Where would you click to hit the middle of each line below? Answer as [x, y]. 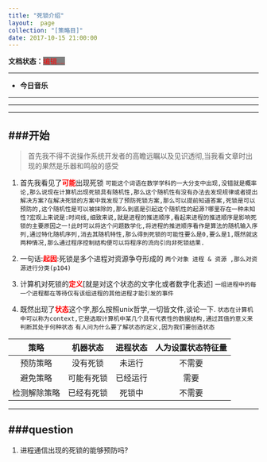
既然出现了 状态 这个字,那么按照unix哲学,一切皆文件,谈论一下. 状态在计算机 [136, 310]
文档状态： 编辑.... [37, 61]
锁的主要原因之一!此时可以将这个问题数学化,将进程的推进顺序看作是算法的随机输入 [135, 226]
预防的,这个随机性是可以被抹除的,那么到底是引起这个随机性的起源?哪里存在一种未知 [137, 210]
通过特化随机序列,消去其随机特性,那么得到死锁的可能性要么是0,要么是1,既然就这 [143, 235]
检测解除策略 [37, 393]
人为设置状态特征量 [192, 348]
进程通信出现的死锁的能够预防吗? [74, 450]
